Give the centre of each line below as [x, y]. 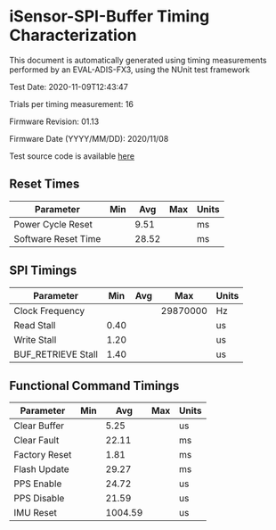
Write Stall [35, 339]
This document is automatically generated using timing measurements [138, 60]
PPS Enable [38, 484]
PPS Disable [39, 499]
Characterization [73, 35]
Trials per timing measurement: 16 [71, 104]
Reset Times [45, 184]
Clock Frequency [49, 311]
